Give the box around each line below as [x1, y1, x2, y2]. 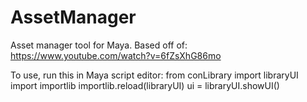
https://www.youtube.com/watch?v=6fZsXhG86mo [10, 49, 222, 61]
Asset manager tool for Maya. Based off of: [10, 39, 188, 51]
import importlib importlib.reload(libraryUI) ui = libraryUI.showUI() [10, 79, 280, 91]
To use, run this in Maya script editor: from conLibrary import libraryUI [10, 69, 299, 81]
